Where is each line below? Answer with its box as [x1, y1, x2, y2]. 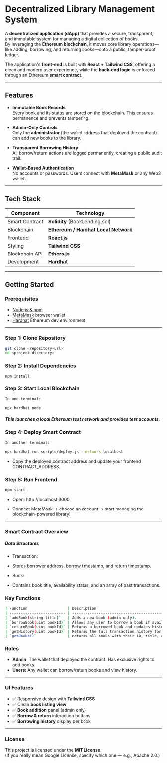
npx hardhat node [5, 405, 41, 410]
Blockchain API [7, 250, 43, 257]
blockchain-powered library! [12, 511, 71, 517]
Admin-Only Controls [12, 125, 58, 130]
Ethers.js [48, 250, 70, 257]
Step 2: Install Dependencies [5, 362, 76, 369]
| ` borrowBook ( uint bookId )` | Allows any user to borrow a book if [5, 620, 150, 625]
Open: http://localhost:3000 [12, 496, 70, 502]
